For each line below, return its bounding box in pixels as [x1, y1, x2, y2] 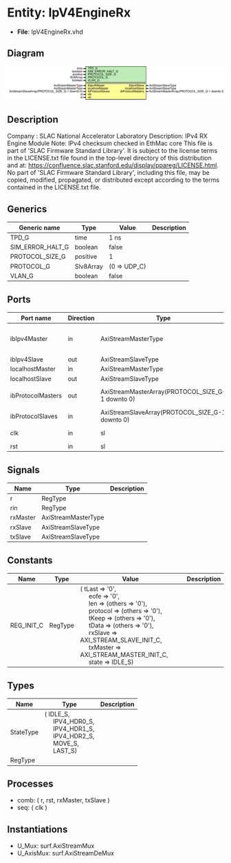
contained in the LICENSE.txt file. [7, 183, 101, 191]
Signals [7, 464, 40, 476]
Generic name [19, 223, 60, 231]
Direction [67, 313, 95, 322]
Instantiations [7, 823, 68, 835]
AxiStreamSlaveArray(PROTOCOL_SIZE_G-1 [100, 408, 226, 417]
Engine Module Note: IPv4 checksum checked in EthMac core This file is [7, 139, 213, 147]
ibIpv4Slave [10, 355, 43, 364]
